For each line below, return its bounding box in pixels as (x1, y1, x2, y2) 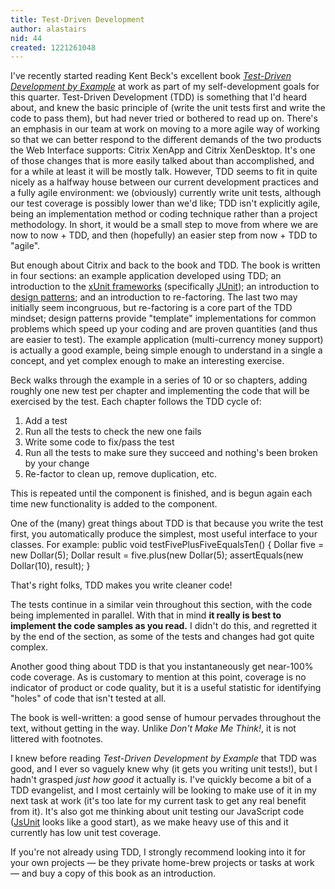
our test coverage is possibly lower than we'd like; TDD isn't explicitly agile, (10, 197, 321, 210)
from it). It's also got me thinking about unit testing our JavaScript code (10, 806, 305, 818)
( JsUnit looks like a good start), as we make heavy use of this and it (10, 816, 289, 828)
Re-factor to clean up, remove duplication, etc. (24, 468, 218, 480)
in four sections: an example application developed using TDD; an (10, 270, 282, 282)
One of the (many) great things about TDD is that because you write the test (10, 517, 324, 530)
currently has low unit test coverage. (10, 827, 162, 839)
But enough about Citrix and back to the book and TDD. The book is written (10, 259, 321, 271)
